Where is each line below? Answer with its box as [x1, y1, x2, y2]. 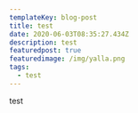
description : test [9, 37, 77, 47]
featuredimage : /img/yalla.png [9, 54, 126, 63]
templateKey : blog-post [9, 12, 98, 22]
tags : [9, 63, 29, 72]
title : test [9, 21, 53, 30]
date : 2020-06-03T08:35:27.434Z [9, 29, 129, 38]
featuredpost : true [9, 46, 82, 55]
